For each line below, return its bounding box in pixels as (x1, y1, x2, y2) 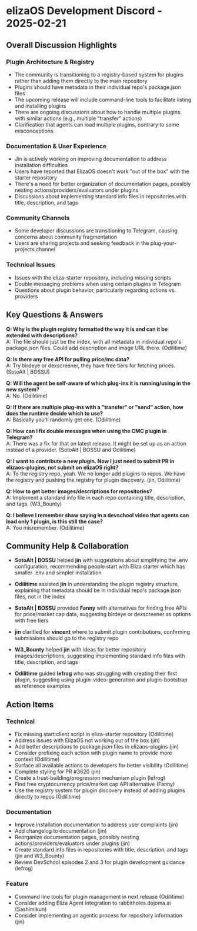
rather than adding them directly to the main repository (14, 77, 148, 84)
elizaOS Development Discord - (6, 4, 163, 18)
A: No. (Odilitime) (6, 392, 48, 399)
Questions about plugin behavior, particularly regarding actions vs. (14, 287, 176, 294)
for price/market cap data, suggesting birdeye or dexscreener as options (14, 611, 191, 618)
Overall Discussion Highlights (6, 40, 117, 50)
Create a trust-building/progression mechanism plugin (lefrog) (14, 774, 166, 782)
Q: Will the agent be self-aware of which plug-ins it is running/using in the (6, 380, 191, 387)
